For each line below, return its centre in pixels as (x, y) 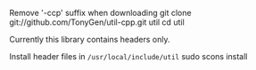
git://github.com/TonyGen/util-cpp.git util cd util (97, 22)
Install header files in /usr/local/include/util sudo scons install (128, 56)
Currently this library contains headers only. (90, 39)
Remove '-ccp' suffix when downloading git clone (100, 13)
